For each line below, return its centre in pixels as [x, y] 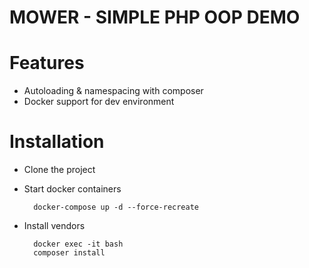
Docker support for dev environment [99, 102]
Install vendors [54, 226]
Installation [57, 142]
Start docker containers [72, 189]
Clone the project [59, 170]
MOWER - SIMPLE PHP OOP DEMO [155, 17]
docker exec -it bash [78, 244]
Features [47, 63]
